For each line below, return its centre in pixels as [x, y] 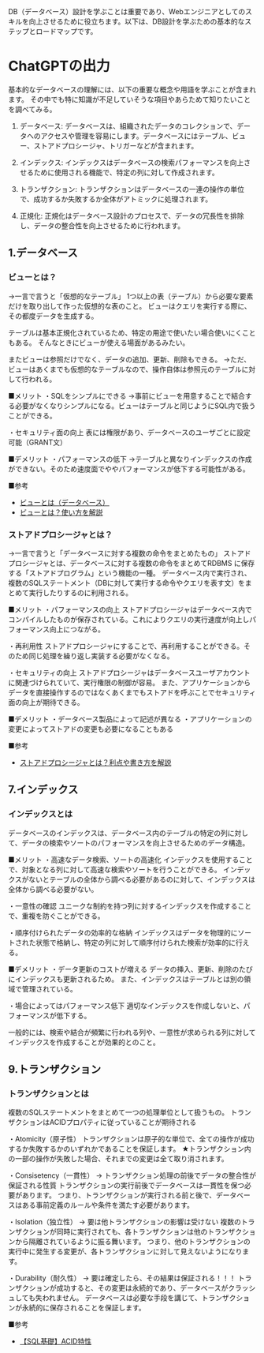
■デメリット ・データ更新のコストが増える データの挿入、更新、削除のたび [131, 969]
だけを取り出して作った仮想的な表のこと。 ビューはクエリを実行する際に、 [130, 305]
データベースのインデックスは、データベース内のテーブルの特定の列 [118, 833]
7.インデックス [43, 790]
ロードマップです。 [66, 31]
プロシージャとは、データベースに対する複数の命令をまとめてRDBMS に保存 [132, 563]
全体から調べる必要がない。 [53, 889]
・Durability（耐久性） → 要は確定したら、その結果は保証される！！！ [122, 1278]
